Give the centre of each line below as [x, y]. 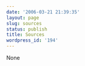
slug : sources [24, 23]
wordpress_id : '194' [32, 40]
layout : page [23, 18]
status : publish [27, 29]
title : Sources [25, 35]
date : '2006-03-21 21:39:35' [43, 12]
